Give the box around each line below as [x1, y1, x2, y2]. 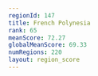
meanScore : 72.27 [8, 33, 66, 42]
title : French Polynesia [8, 19, 91, 27]
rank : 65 [8, 26, 37, 34]
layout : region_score [8, 56, 80, 64]
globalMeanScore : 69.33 [8, 41, 88, 49]
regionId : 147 [8, 11, 56, 20]
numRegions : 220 [8, 48, 62, 56]
